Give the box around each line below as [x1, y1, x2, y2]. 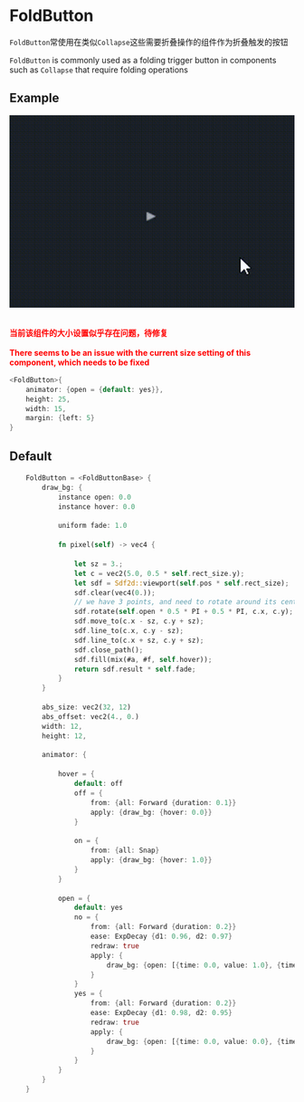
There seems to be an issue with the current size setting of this [9, 347, 252, 358]
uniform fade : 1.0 [57, 522, 128, 531]
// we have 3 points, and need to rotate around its [73, 598, 278, 607]
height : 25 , [25, 395, 71, 404]
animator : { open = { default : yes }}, [25, 385, 165, 394]
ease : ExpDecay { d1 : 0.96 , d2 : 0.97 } [90, 932, 233, 941]
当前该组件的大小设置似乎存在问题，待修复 [9, 327, 168, 338]
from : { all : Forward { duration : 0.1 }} [90, 798, 237, 807]
